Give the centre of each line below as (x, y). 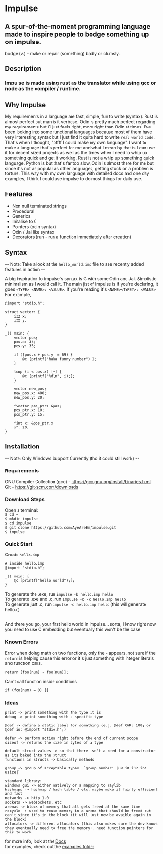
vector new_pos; (30, 389)
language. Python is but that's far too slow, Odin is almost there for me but (80, 163)
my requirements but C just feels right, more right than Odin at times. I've (78, 127)
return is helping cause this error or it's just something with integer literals (80, 658)
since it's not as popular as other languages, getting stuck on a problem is (79, 169)
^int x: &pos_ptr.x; (35, 423)
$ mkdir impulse (21, 519)
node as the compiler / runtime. (43, 89)
